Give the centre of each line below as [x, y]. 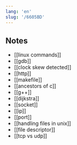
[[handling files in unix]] [42, 123]
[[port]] [23, 117]
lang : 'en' [19, 11]
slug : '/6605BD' [25, 17]
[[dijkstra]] [27, 99]
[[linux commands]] [38, 55]
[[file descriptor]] [34, 130]
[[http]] [22, 73]
